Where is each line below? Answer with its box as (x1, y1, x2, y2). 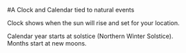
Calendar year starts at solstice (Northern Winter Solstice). (7, 32, 174, 40)
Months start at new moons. (7, 39, 87, 47)
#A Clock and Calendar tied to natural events (7, 6, 134, 14)
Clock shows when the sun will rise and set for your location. (7, 19, 180, 26)
